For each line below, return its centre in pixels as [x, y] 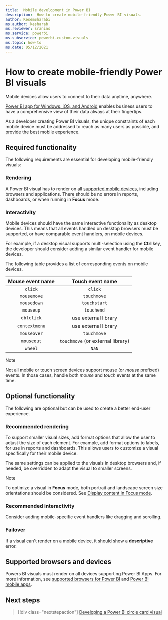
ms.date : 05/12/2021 [27, 47]
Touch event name [95, 281]
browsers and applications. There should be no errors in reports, [72, 194]
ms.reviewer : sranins [28, 29]
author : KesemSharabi [28, 19]
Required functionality [41, 147]
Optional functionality [40, 396]
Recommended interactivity [40, 506]
